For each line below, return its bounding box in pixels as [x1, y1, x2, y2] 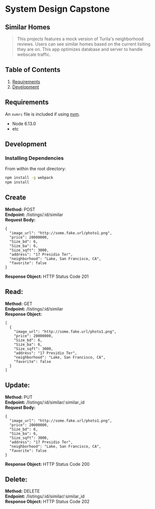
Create [5, 194, 26, 202]
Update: [5, 381, 30, 389]
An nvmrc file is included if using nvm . [5, 111, 80, 117]
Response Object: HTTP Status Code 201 [5, 273, 89, 279]
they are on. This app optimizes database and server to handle [17, 47, 143, 52]
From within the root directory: [5, 166, 66, 172]
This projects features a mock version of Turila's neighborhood [17, 36, 144, 42]
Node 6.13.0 [12, 121, 36, 126]
